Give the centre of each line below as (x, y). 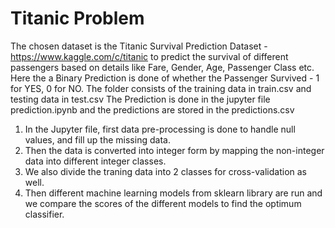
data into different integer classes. (95, 161)
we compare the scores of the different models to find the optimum (163, 203)
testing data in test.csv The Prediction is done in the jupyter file (140, 99)
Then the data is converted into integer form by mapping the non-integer (174, 150)
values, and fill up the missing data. (97, 139)
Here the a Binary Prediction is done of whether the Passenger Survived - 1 (165, 78)
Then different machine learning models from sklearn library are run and (173, 193)
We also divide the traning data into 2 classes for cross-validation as (166, 171)
